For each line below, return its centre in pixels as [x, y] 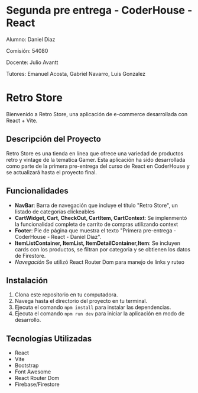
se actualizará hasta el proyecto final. [52, 172]
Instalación [27, 280]
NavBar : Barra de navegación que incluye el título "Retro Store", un [96, 205]
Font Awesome [33, 372]
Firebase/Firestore [37, 384]
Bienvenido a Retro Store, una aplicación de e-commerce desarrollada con [97, 114]
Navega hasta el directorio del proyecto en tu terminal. [81, 301]
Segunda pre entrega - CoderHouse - [99, 10]
